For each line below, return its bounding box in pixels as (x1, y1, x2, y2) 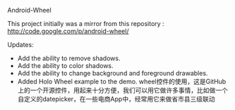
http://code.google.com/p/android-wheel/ (7, 27, 129, 35)
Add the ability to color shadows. (17, 62, 114, 69)
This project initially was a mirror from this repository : (7, 20, 164, 27)
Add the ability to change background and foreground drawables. (17, 69, 208, 77)
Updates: (7, 41, 34, 48)
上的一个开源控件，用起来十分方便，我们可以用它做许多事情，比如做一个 (17, 86, 228, 94)
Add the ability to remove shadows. (17, 54, 121, 62)
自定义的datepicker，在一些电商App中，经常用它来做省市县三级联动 (17, 95, 215, 103)
